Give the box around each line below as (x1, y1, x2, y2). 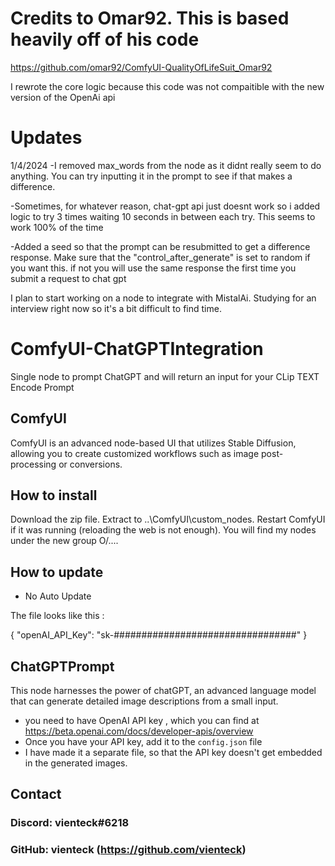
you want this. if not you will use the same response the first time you (10, 262, 297, 274)
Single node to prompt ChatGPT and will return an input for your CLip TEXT (10, 370, 320, 382)
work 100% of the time (10, 221, 104, 233)
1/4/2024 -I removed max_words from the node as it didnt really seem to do (10, 159, 322, 171)
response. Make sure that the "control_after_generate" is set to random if (10, 251, 311, 263)
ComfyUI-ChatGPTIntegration (10, 338, 264, 361)
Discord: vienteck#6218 (10, 816, 130, 830)
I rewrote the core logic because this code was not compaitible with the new (10, 80, 325, 92)
